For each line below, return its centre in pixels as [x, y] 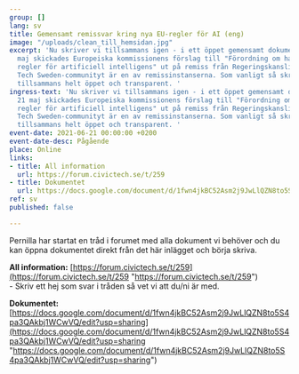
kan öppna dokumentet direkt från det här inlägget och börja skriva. [133, 250]
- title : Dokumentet [48, 183]
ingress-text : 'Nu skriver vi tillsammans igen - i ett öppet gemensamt [147, 92]
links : [21, 158]
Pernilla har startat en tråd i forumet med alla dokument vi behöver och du [145, 240]
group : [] [28, 17]
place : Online [36, 149]
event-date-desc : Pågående [59, 141]
